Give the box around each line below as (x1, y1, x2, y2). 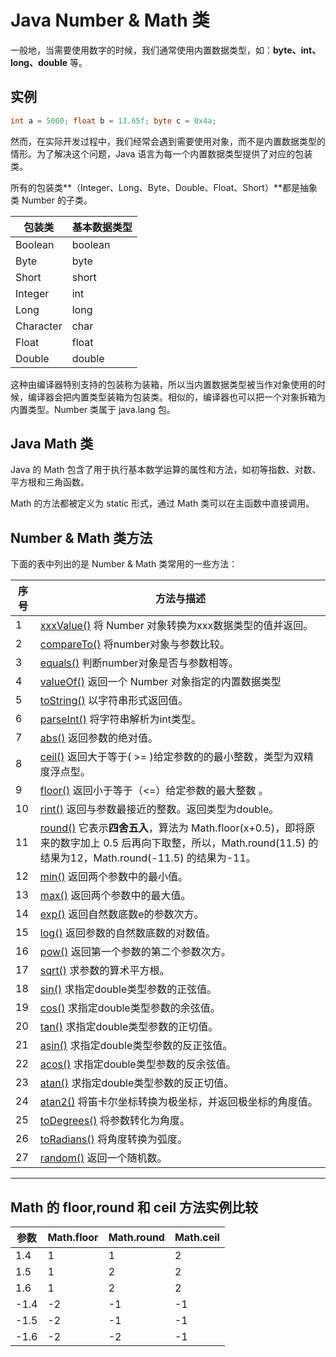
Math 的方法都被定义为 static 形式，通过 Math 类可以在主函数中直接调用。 (10, 497, 315, 510)
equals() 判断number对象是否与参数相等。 (39, 656, 239, 670)
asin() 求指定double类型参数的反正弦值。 (39, 1039, 233, 1053)
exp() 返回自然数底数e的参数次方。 (39, 907, 205, 921)
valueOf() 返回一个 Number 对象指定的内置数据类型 (39, 675, 282, 689)
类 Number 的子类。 (10, 194, 93, 206)
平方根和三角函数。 (10, 476, 90, 488)
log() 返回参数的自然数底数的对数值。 (39, 926, 216, 940)
